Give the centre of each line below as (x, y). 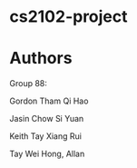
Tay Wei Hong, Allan (47, 154)
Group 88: (29, 84)
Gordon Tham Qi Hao (49, 101)
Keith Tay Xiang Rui (45, 136)
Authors (41, 59)
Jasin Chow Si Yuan (47, 119)
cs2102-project (69, 17)
